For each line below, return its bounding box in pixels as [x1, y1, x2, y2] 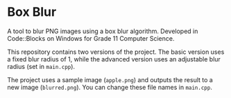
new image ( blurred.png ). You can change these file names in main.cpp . [7, 83, 213, 91]
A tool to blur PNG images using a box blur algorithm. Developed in [7, 27, 198, 35]
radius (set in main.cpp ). [7, 62, 75, 70]
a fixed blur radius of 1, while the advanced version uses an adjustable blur [7, 55, 221, 63]
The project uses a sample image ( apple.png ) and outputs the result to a [7, 75, 213, 84]
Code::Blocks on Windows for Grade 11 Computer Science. [7, 34, 175, 42]
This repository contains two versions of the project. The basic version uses [7, 48, 225, 56]
